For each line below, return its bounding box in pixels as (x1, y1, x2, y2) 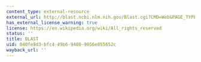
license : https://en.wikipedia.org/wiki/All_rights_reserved (6, 25, 162, 31)
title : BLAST (6, 36, 39, 42)
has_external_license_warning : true (6, 19, 98, 25)
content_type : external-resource (6, 8, 90, 15)
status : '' (6, 31, 33, 37)
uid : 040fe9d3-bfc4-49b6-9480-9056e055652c (6, 42, 117, 48)
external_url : (6, 14, 42, 20)
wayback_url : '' (6, 47, 47, 53)
